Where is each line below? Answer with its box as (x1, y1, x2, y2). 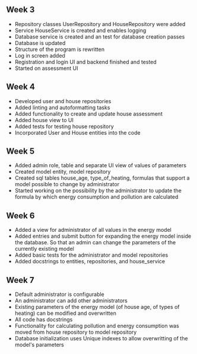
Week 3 (6, 5, 35, 15)
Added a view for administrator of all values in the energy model (14, 227, 172, 234)
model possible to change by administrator (14, 181, 120, 188)
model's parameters (14, 341, 64, 349)
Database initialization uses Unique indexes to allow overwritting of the (14, 335, 188, 342)
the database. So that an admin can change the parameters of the (14, 239, 176, 246)
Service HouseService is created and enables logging (14, 27, 147, 34)
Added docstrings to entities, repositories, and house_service (14, 258, 165, 265)
